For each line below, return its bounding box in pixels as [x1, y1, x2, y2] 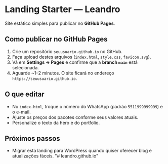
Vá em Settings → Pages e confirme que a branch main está [12, 59, 138, 65]
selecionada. [12, 64, 39, 70]
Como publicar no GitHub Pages [5, 35, 108, 44]
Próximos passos [5, 134, 60, 143]
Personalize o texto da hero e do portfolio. [12, 119, 100, 126]
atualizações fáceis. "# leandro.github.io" [12, 153, 99, 159]
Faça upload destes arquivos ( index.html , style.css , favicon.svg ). [12, 54, 151, 60]
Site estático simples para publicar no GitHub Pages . [5, 20, 115, 26]
